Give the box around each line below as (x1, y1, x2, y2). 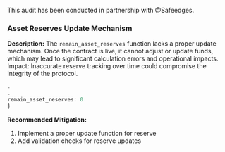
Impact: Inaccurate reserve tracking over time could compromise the (7, 62, 207, 70)
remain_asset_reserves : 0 (7, 96, 83, 103)
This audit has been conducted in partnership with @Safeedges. (7, 6, 195, 14)
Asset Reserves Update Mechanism (7, 23, 133, 33)
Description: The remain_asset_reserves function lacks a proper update (7, 39, 217, 48)
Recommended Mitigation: (7, 115, 87, 124)
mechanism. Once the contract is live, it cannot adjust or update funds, (7, 47, 214, 56)
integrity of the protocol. (7, 70, 78, 78)
